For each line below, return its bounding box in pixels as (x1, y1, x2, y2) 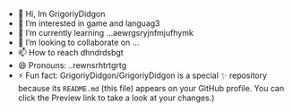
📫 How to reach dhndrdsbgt (17, 47, 124, 57)
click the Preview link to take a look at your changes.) (17, 92, 215, 103)
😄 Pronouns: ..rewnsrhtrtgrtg (17, 60, 127, 71)
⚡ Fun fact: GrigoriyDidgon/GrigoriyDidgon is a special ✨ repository (17, 70, 267, 81)
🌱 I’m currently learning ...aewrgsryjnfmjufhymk (17, 28, 194, 38)
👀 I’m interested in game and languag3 (17, 18, 160, 29)
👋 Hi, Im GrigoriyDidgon (17, 9, 106, 19)
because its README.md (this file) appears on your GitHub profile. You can (17, 83, 285, 93)
